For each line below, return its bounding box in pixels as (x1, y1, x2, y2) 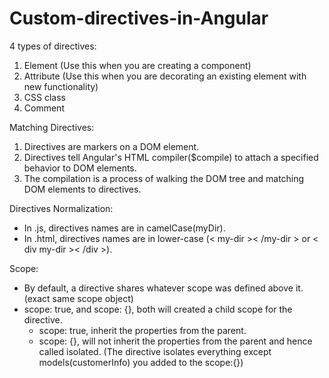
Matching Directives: (9, 121, 95, 133)
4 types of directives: (9, 40, 97, 52)
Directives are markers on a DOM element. (23, 140, 200, 152)
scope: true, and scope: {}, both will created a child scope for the (23, 303, 293, 315)
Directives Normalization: (9, 202, 114, 214)
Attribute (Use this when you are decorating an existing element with (23, 70, 307, 82)
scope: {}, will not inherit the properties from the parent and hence (38, 335, 313, 347)
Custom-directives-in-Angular (9, 7, 269, 30)
